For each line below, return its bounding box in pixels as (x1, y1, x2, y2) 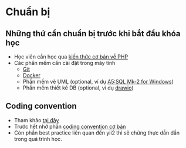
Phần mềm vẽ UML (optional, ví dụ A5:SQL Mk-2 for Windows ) (22, 78, 174, 85)
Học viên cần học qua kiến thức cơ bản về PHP (13, 53, 128, 60)
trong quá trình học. (13, 135, 62, 142)
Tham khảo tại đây (13, 116, 59, 123)
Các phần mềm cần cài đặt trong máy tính (13, 60, 116, 66)
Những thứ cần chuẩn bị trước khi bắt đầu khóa (5, 29, 181, 39)
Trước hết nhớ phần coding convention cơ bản (13, 123, 126, 130)
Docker (22, 72, 40, 78)
